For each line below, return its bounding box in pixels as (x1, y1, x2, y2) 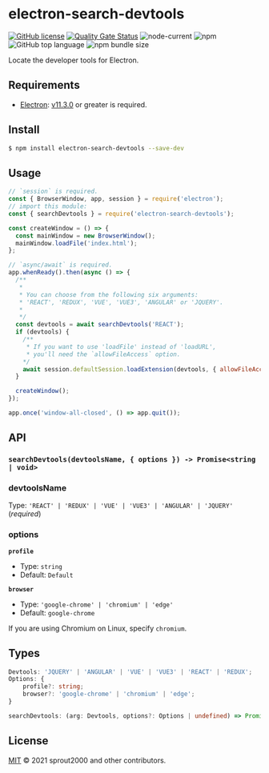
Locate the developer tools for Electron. (8, 55, 139, 65)
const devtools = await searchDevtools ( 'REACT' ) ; (15, 321, 184, 329)
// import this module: (8, 202, 88, 210)
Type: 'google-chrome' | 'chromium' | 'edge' (19, 599, 174, 609)
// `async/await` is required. (8, 261, 113, 269)
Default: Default (19, 570, 74, 579)
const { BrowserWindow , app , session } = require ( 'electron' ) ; (8, 195, 224, 203)
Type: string (19, 561, 62, 571)
